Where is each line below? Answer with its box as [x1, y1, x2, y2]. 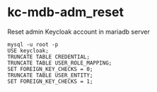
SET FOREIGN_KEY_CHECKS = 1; [7, 78, 93, 85]
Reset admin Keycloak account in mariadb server [7, 27, 150, 36]
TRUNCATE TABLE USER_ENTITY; [7, 72, 93, 79]
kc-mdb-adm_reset [7, 4, 124, 20]
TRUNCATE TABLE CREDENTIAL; [7, 53, 91, 60]
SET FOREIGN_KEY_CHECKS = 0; [7, 65, 93, 72]
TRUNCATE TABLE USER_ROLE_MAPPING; [7, 59, 112, 67]
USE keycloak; [7, 47, 50, 54]
